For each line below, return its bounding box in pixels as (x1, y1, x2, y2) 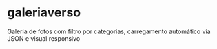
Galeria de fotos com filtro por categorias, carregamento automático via (7, 27, 211, 35)
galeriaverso (7, 5, 81, 20)
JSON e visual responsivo (7, 34, 81, 42)
